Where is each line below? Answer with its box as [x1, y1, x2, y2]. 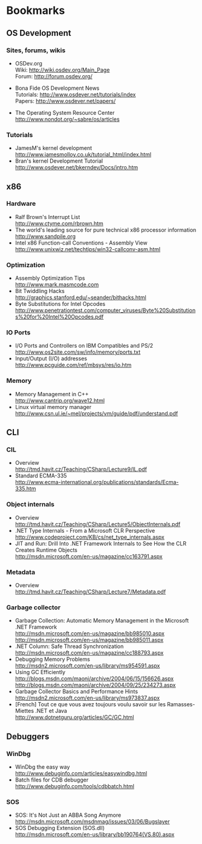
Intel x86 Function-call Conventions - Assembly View [15, 239, 148, 246]
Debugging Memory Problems [15, 656, 91, 663]
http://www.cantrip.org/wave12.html [15, 397, 105, 404]
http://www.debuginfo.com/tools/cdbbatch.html [15, 783, 135, 790]
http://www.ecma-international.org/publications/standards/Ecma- [15, 479, 179, 486]
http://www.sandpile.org [15, 232, 76, 240]
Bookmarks [6, 4, 65, 18]
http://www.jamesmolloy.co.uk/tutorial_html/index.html [15, 151, 152, 158]
